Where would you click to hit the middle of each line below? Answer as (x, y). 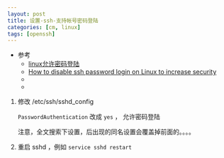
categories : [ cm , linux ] (44, 27)
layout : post (27, 14)
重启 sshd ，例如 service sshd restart (75, 147)
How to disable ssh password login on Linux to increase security (122, 72)
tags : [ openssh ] (31, 34)
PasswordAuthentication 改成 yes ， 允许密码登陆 (89, 117)
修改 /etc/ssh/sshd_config (56, 102)
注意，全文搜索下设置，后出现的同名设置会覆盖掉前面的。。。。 (106, 132)
